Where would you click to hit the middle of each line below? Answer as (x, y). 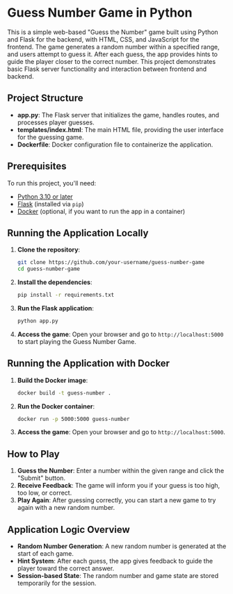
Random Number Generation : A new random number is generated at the (122, 546)
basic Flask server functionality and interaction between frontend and (107, 69)
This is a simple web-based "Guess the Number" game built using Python (113, 32)
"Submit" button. (41, 478)
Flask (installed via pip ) (51, 204)
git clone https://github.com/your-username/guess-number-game (111, 263)
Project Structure (45, 98)
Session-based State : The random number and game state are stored (118, 576)
